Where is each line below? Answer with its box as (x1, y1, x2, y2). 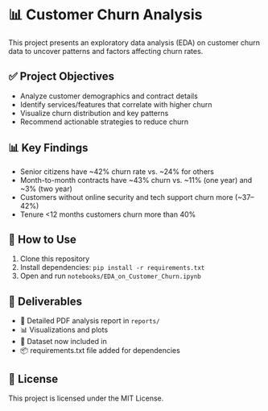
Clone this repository (19, 254, 90, 264)
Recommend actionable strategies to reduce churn (19, 117, 189, 127)
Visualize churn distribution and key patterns (19, 108, 169, 118)
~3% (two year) (19, 184, 72, 193)
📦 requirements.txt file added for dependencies (19, 346, 181, 355)
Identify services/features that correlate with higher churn (19, 99, 212, 109)
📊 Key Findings (8, 141, 89, 155)
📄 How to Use (8, 232, 76, 246)
